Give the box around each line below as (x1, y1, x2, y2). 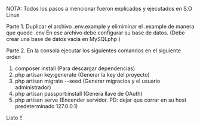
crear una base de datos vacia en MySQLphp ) (6, 36, 121, 42)
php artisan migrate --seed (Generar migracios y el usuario (14, 77, 161, 84)
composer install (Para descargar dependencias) (14, 65, 136, 72)
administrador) (14, 84, 51, 91)
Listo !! (6, 114, 23, 121)
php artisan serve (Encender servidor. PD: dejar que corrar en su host (14, 96, 187, 103)
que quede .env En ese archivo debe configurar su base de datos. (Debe (6, 29, 185, 36)
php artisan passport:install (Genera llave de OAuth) (14, 90, 143, 97)
